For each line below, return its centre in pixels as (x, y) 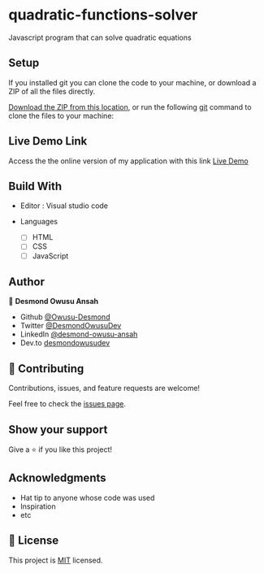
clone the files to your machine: (61, 115)
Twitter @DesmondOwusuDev (71, 326)
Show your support (58, 430)
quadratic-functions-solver (103, 15)
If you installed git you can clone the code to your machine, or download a (132, 82)
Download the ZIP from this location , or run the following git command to (130, 106)
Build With (35, 186)
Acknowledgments (58, 478)
